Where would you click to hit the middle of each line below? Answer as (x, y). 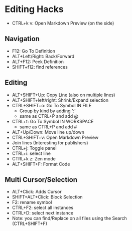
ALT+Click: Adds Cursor (37, 192)
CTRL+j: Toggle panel (34, 148)
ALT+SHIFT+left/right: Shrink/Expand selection (60, 100)
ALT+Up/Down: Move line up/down (48, 132)
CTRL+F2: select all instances (43, 208)
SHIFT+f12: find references (40, 67)
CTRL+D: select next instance (43, 213)
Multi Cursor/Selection (41, 180)
